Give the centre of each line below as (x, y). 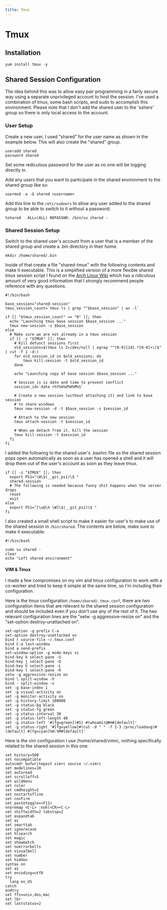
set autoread (19, 773)
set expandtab (20, 816)
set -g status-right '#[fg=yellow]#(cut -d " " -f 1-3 (63, 727)
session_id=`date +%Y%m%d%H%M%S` (49, 387)
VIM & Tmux (18, 569)
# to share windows (34, 405)
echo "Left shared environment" (39, 559)
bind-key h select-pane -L (33, 666)
